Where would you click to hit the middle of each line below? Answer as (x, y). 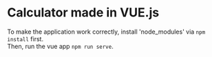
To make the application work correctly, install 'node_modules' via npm (106, 32)
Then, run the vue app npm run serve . (60, 46)
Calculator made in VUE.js (83, 13)
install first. (25, 38)
